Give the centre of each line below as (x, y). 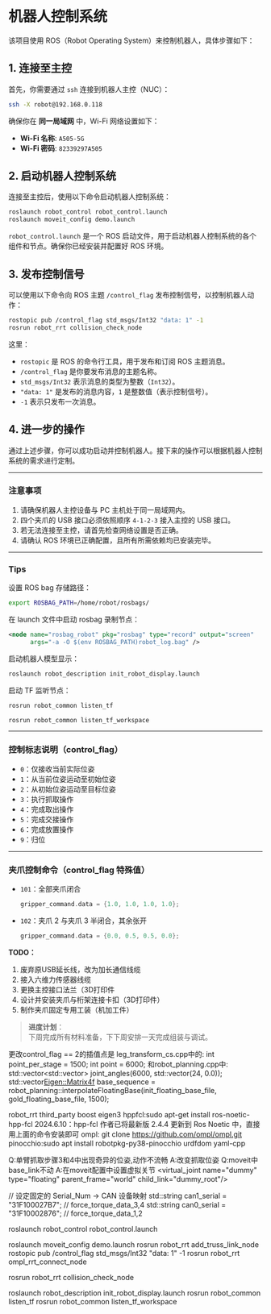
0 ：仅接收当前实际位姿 (57, 769)
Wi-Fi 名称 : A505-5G (52, 138)
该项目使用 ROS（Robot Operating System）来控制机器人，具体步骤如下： (131, 40)
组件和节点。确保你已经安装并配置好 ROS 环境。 (88, 246)
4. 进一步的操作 (46, 429)
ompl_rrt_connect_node (48, 1262)
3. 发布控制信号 (46, 274)
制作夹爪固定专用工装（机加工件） (77, 1009)
